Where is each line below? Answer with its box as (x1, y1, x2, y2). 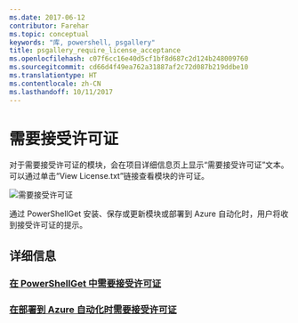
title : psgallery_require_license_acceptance (9, 46, 181, 55)
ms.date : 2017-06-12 (9, 12, 86, 22)
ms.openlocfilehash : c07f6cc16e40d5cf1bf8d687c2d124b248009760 (9, 54, 249, 63)
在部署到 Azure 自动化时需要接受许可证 (9, 303, 177, 316)
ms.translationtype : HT (9, 71, 98, 80)
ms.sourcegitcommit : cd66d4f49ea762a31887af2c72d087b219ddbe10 (9, 63, 249, 72)
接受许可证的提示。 (16, 220, 87, 230)
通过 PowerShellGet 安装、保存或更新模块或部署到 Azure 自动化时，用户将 (9, 208, 281, 219)
